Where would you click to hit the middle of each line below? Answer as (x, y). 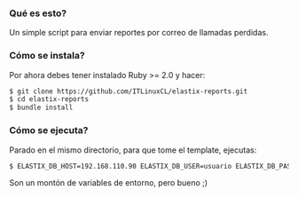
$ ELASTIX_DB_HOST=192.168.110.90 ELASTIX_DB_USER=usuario (121, 166)
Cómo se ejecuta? (49, 130)
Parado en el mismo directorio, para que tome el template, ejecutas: (133, 150)
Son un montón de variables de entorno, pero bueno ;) (109, 183)
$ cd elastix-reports (49, 99)
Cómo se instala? (47, 56)
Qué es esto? (38, 13)
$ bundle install (41, 108)
